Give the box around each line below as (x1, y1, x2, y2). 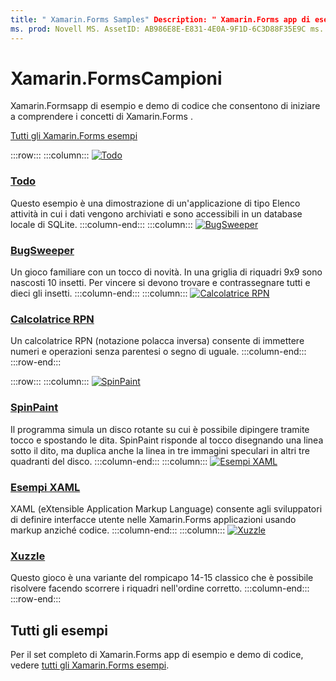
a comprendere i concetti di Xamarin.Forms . (10, 111, 193, 123)
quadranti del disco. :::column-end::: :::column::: (10, 455, 208, 467)
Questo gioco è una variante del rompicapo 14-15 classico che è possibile (10, 572, 314, 584)
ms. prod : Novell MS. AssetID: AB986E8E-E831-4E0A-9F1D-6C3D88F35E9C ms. (10, 24, 325, 34)
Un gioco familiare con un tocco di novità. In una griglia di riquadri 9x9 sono (10, 266, 323, 278)
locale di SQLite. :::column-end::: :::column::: (10, 218, 193, 230)
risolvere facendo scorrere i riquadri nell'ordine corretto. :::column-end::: (10, 582, 310, 595)
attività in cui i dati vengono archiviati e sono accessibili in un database (10, 207, 303, 220)
